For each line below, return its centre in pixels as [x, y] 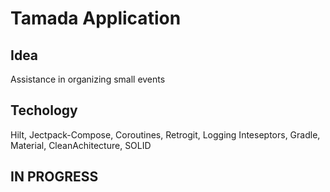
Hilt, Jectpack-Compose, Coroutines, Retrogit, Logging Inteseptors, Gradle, [165, 134]
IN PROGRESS [54, 177]
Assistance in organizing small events [88, 79]
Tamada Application [96, 18]
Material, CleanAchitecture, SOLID [81, 145]
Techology [44, 110]
